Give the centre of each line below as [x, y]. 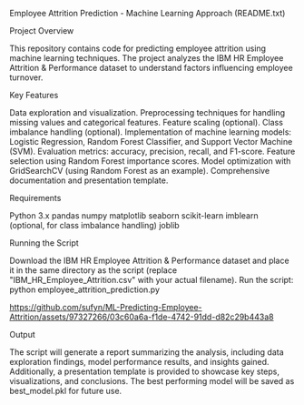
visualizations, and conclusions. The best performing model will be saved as [152, 381]
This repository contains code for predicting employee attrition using [137, 48]
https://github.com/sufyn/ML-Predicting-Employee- [106, 307]
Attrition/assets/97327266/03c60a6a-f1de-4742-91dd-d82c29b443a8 [142, 317]
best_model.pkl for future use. [66, 391]
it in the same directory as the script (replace [93, 270]
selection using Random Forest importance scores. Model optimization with [150, 161]
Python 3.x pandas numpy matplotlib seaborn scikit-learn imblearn [134, 216]
